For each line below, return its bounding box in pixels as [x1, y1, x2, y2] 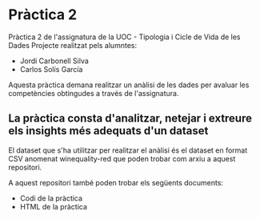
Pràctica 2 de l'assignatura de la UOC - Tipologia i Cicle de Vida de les [8, 32, 242, 42]
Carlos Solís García [19, 64, 83, 74]
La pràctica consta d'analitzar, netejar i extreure [8, 112, 252, 125]
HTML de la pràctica [19, 201, 88, 211]
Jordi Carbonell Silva [19, 56, 90, 66]
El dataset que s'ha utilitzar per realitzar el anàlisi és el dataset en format [8, 145, 248, 155]
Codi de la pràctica [19, 193, 82, 203]
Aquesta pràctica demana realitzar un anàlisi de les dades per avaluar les [8, 80, 250, 90]
